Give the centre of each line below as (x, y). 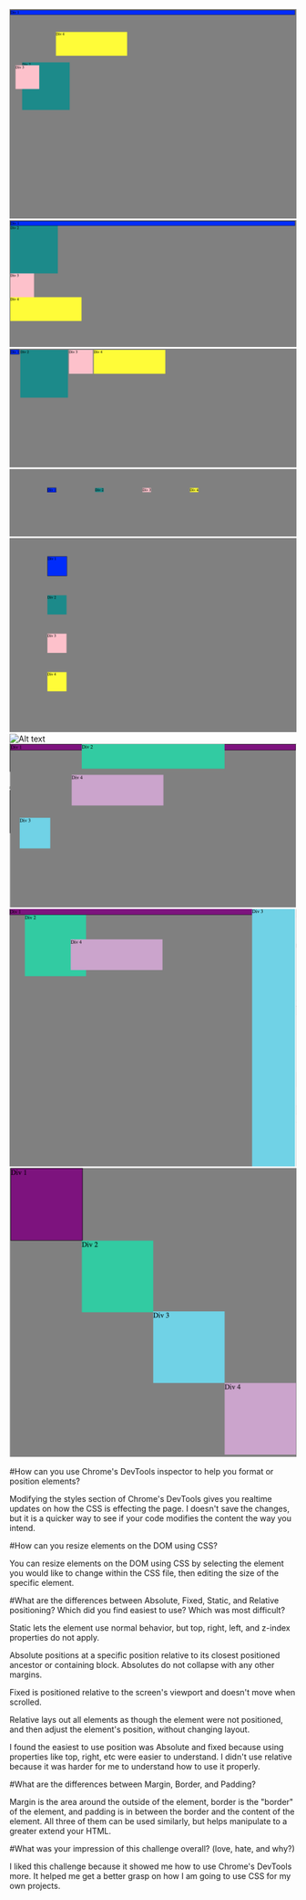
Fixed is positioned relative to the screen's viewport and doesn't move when (153, 1692)
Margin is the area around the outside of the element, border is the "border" (152, 1801)
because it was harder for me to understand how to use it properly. (135, 1766)
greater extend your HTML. (61, 1831)
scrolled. (26, 1702)
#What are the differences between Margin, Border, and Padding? (133, 1784)
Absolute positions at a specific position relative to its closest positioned (145, 1655)
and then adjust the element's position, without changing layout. (130, 1729)
